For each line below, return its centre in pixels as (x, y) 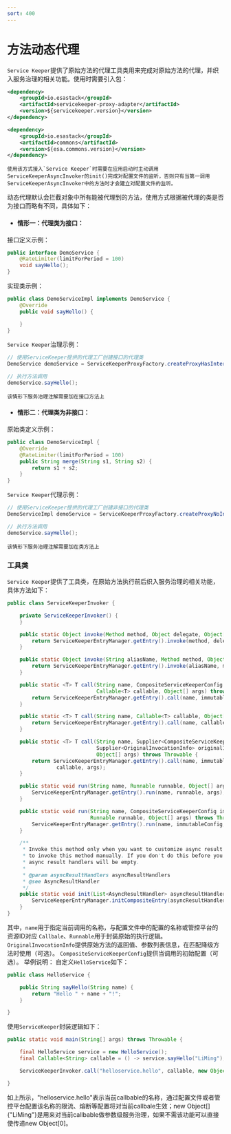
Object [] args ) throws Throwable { (147, 755)
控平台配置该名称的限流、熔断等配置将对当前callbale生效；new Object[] (109, 1106)
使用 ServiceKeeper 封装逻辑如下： (54, 1027)
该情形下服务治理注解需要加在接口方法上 (56, 397)
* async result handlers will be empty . (81, 862)
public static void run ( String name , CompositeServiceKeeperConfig (118, 811)
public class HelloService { (49, 975)
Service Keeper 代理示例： (44, 495)
